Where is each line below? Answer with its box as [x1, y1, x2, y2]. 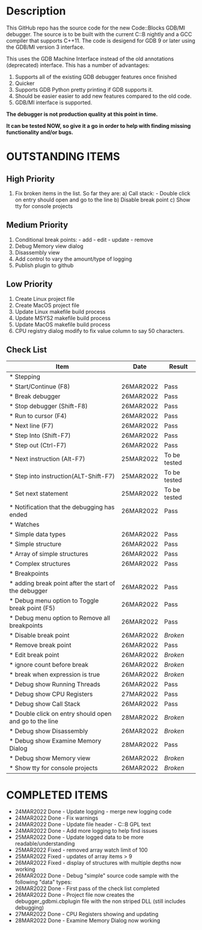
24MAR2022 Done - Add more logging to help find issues [14, 827, 158, 835]
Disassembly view [14, 248, 60, 256]
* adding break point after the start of [9, 579, 115, 587]
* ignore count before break [9, 660, 89, 669]
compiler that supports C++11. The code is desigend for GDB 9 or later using [6, 37, 195, 44]
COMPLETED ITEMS [6, 788, 108, 802]
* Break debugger [9, 392, 61, 400]
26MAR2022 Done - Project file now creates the [14, 891, 135, 899]
